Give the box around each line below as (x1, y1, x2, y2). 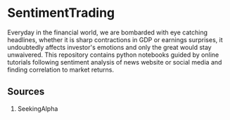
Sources (7, 86, 45, 98)
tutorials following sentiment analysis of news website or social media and (7, 58, 222, 66)
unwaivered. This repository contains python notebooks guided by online (7, 51, 219, 59)
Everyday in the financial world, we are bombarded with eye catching (7, 28, 207, 36)
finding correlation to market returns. (7, 65, 115, 74)
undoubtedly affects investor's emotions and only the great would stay (7, 43, 212, 51)
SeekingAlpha (17, 104, 58, 113)
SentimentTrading (7, 5, 115, 21)
